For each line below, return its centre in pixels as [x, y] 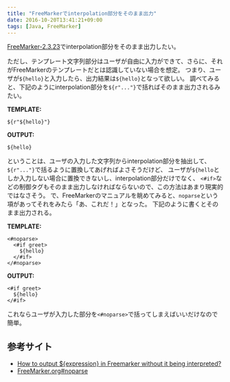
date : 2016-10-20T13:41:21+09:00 [55, 20]
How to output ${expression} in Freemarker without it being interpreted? [119, 364]
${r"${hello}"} [29, 122]
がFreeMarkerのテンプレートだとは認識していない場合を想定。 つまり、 [108, 70]
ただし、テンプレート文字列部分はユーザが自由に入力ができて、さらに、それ [115, 61]
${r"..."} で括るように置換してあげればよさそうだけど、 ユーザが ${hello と [113, 170]
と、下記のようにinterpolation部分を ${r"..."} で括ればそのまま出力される [111, 87]
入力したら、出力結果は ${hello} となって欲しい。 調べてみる [135, 78]
